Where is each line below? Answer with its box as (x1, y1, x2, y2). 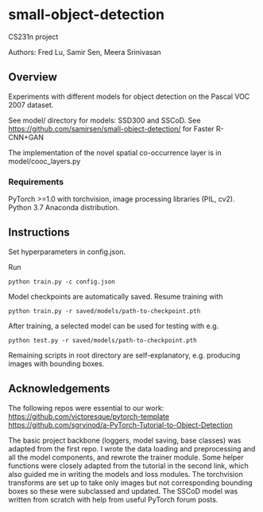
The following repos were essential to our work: (8, 403, 164, 412)
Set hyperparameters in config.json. (8, 247, 126, 256)
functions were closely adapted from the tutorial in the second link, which (8, 460, 249, 471)
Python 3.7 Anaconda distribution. (8, 203, 120, 213)
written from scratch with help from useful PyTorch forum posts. (8, 494, 219, 504)
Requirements (8, 176, 64, 187)
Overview (8, 70, 58, 84)
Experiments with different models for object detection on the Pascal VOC (8, 92, 250, 101)
